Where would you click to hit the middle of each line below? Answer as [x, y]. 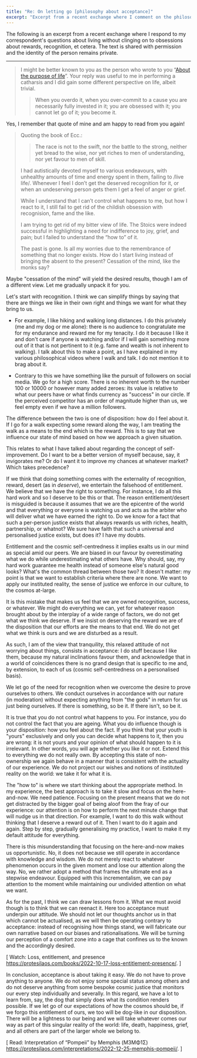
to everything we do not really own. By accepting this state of [80, 755]
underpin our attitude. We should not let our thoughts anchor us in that [91, 914]
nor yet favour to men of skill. [71, 159]
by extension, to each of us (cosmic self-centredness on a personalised [93, 669]
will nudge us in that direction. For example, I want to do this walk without [95, 816]
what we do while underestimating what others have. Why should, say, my [96, 559]
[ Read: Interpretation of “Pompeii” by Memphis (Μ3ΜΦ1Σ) [77, 1042]
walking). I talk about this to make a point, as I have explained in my [96, 352]
